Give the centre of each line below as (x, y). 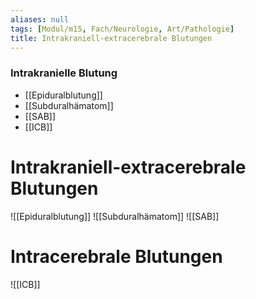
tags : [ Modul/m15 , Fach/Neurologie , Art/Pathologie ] (122, 29)
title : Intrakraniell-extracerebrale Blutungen (111, 38)
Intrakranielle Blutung (64, 73)
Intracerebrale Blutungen (116, 256)
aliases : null (40, 19)
